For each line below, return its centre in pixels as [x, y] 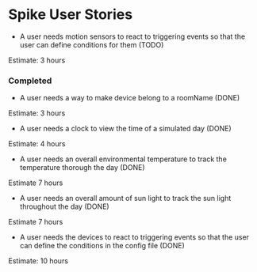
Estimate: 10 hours [38, 261]
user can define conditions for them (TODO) [92, 44]
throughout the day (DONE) [64, 206]
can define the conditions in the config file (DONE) [102, 246]
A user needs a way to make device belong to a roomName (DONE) [130, 98]
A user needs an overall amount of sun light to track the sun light [125, 198]
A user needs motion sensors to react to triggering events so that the [132, 36]
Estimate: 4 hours [37, 144]
